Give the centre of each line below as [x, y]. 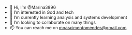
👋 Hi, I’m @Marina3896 [33, 7]
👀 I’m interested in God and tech [42, 12]
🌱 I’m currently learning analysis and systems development [68, 17]
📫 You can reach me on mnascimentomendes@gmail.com [68, 28]
